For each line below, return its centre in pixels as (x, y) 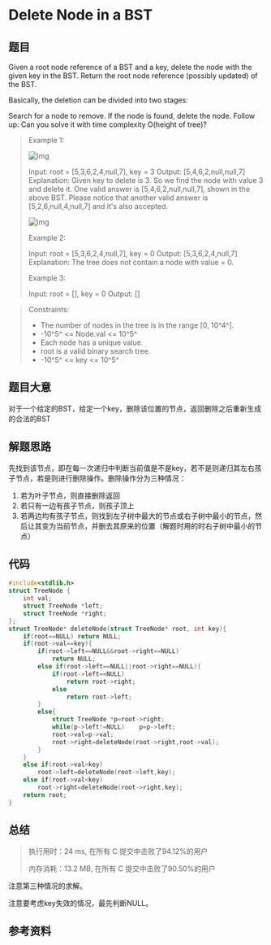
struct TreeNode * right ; (65, 613)
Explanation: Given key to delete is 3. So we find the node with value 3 (146, 180)
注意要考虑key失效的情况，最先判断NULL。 (80, 903)
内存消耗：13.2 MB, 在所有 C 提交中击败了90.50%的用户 (122, 869)
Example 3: (47, 278)
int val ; (38, 599)
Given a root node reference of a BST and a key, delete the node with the (131, 67)
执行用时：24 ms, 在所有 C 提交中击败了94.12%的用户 (118, 851)
